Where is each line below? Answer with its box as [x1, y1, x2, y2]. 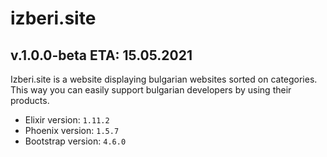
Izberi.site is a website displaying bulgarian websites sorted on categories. [10, 73, 318, 85]
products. [10, 95, 50, 106]
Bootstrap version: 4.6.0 [24, 135, 127, 147]
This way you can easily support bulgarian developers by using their [10, 84, 292, 96]
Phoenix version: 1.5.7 [24, 125, 120, 136]
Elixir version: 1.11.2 [24, 114, 110, 126]
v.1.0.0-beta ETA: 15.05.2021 [10, 47, 193, 64]
